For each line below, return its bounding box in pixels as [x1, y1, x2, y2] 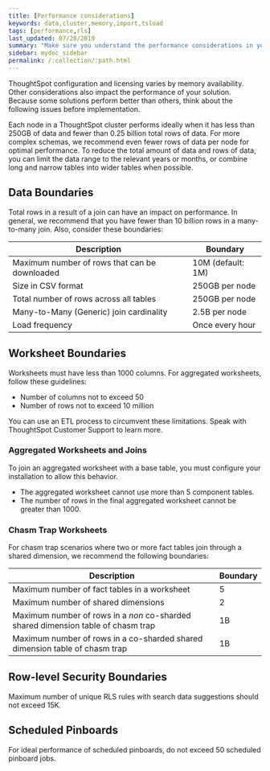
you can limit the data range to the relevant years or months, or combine [8, 154, 247, 163]
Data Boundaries [8, 186, 94, 199]
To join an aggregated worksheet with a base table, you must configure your [8, 463, 261, 473]
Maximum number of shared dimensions [12, 597, 165, 608]
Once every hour [192, 319, 256, 330]
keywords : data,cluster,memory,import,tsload [8, 19, 163, 27]
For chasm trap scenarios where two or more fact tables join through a [8, 543, 243, 552]
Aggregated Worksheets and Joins [8, 445, 147, 456]
